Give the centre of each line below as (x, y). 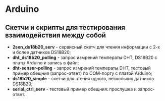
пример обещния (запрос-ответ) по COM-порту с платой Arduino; (82, 73)
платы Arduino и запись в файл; (46, 63)
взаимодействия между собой (55, 35)
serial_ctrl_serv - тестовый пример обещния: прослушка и (75, 89)
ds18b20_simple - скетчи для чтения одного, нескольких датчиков (83, 78)
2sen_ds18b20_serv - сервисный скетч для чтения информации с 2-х (86, 47)
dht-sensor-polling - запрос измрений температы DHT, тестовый (82, 68)
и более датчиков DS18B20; (42, 52)
